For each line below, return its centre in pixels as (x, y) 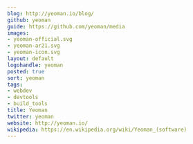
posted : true (26, 71)
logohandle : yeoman (35, 65)
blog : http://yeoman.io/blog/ (51, 13)
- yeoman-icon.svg (34, 53)
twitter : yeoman (30, 116)
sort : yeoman (26, 78)
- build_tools (28, 104)
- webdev (20, 91)
